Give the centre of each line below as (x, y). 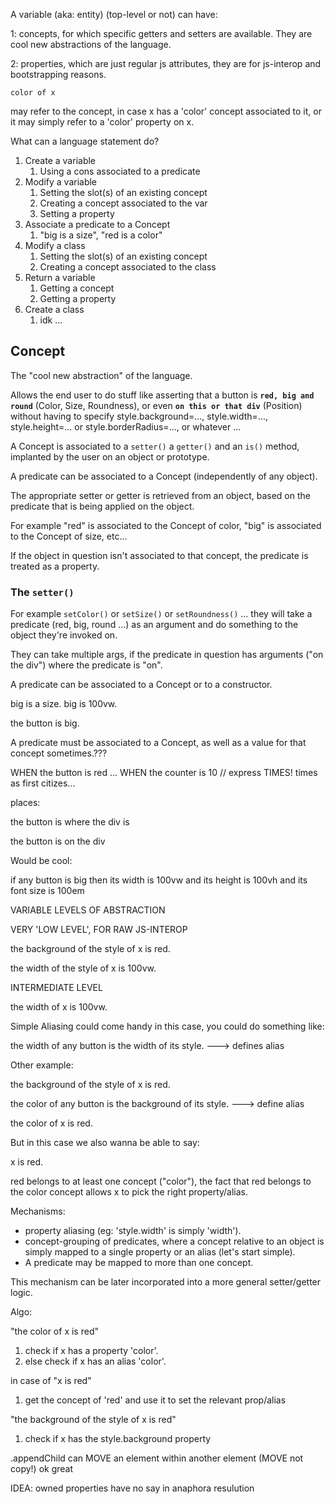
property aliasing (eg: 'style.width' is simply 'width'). (133, 1231)
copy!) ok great (42, 1469)
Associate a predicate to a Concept (97, 224)
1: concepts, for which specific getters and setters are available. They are (161, 33)
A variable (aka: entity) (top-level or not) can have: (114, 14)
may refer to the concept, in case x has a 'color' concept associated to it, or (166, 111)
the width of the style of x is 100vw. (83, 968)
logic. (21, 1293)
